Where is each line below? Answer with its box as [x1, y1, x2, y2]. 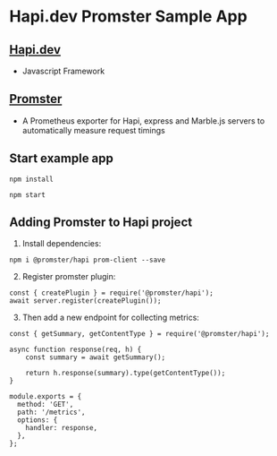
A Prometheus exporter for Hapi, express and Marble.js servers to [21, 115, 265, 126]
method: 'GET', [17, 400, 74, 409]
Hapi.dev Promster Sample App [9, 6, 248, 27]
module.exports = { [9, 392, 82, 401]
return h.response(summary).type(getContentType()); [25, 369, 226, 378]
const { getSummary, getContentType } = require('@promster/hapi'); [9, 330, 270, 339]
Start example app [9, 151, 114, 167]
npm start [9, 190, 46, 199]
